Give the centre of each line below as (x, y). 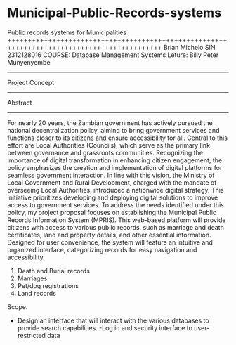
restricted (31, 335)
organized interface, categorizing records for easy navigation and (102, 249)
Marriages (32, 278)
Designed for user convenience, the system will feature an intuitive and (110, 242)
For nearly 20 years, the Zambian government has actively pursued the (110, 123)
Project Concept (31, 82)
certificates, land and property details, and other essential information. (110, 235)
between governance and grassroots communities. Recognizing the (105, 152)
